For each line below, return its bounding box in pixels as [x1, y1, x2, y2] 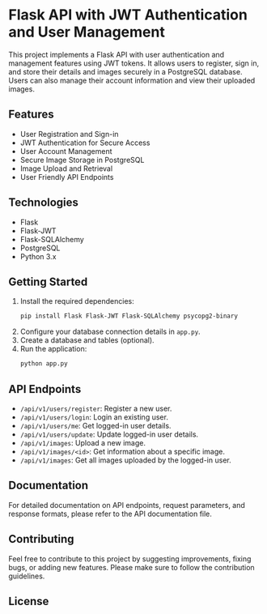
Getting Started [8, 275, 88, 288]
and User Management [8, 23, 166, 41]
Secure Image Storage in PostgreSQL [19, 155, 145, 164]
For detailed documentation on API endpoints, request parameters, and [8, 500, 245, 510]
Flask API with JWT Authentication [8, 6, 248, 24]
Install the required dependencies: [19, 296, 135, 306]
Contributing [8, 532, 74, 546]
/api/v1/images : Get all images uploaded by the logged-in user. [19, 455, 232, 465]
